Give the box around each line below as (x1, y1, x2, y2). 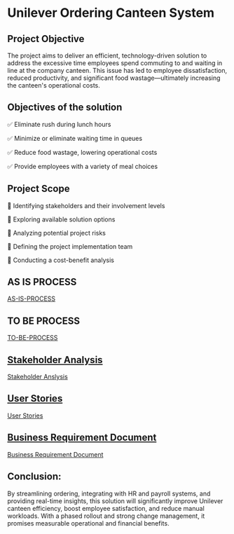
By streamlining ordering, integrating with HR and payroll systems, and (7, 489, 211, 498)
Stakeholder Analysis (7, 354, 103, 366)
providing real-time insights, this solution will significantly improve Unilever (7, 496, 223, 505)
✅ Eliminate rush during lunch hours (7, 120, 111, 128)
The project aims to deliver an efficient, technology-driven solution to (7, 51, 207, 60)
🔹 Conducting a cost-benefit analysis (7, 256, 114, 264)
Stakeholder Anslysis (7, 373, 68, 381)
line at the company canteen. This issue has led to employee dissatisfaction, (7, 67, 228, 74)
